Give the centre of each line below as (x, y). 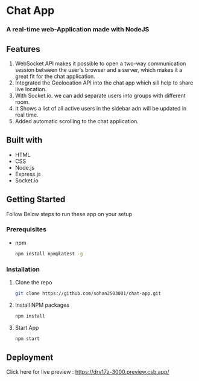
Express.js (28, 174)
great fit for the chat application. (55, 76)
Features (23, 49)
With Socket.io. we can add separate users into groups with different (100, 95)
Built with (24, 140)
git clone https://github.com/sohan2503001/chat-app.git (88, 293)
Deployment (30, 358)
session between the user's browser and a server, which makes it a (99, 69)
